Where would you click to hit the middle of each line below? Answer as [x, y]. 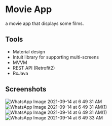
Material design [29, 51]
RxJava [20, 73]
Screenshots [26, 89]
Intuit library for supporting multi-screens [56, 57]
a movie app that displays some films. [45, 23]
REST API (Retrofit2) [34, 68]
